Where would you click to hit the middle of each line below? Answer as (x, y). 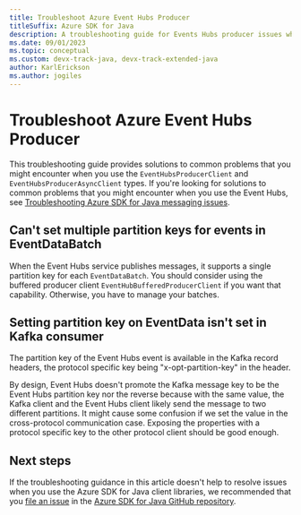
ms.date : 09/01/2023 (48, 43)
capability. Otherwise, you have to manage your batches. (114, 294)
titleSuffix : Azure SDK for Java (72, 26)
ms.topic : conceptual (50, 51)
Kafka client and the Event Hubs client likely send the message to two (138, 404)
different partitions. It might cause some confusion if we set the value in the (149, 414)
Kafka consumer (57, 336)
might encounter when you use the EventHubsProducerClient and (129, 173)
